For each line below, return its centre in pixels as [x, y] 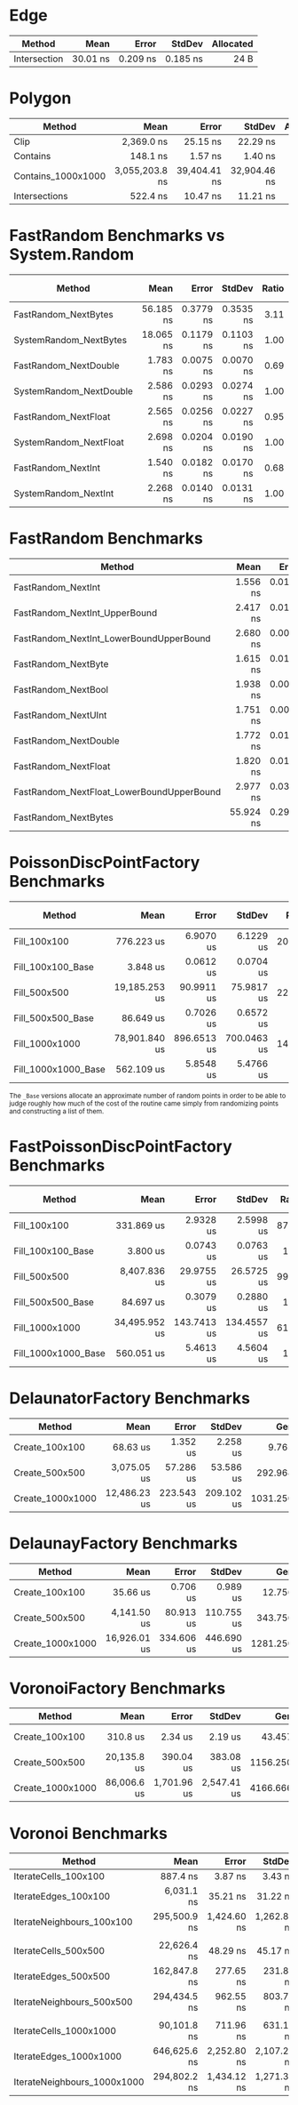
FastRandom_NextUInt [60, 715]
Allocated [232, 44]
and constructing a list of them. [57, 1111]
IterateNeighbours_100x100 [73, 1922]
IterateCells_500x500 [59, 1951]
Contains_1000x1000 [60, 176]
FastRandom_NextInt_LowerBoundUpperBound [112, 639]
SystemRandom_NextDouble [73, 390]
